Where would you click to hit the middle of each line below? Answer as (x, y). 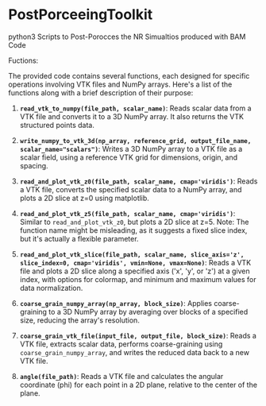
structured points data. (57, 125)
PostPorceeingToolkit (81, 15)
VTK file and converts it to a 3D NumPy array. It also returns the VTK (132, 116)
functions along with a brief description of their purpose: (101, 92)
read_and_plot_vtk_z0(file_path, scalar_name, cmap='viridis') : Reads (139, 181)
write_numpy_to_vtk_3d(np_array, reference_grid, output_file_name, (135, 141)
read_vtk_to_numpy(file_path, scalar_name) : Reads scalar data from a (135, 108)
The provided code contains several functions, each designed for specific (129, 75)
